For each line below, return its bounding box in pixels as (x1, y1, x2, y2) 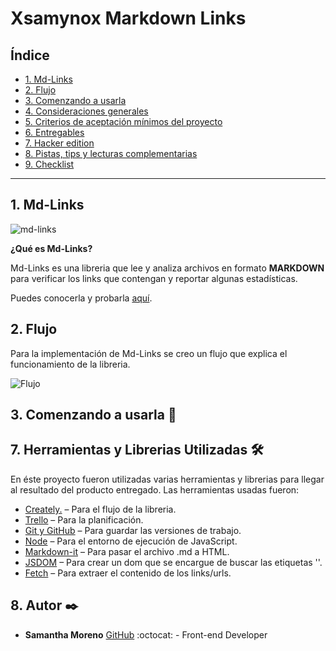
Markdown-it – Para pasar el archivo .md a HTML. (24, 545, 230, 557)
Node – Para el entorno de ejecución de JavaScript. (24, 535, 238, 547)
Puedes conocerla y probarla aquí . (10, 292, 153, 304)
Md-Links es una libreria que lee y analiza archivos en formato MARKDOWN (10, 262, 325, 274)
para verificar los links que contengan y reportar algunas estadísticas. (10, 272, 298, 284)
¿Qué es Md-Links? (10, 242, 93, 254)
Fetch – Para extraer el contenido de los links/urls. (24, 567, 232, 579)
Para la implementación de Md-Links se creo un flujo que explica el (10, 347, 288, 359)
